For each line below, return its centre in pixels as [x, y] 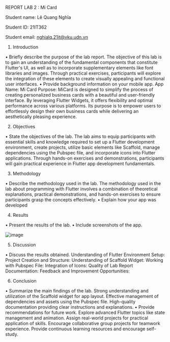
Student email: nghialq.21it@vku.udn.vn [47, 37]
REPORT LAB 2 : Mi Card [31, 7]
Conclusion [24, 281]
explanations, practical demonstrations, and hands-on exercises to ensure [83, 194]
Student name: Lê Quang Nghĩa [38, 17]
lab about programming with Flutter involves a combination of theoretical [81, 189]
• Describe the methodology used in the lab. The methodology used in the [83, 183]
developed [17, 205]
